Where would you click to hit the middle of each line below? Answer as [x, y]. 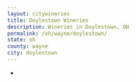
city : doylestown [32, 53]
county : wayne [28, 46]
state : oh [22, 40]
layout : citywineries [39, 14]
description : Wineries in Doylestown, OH [68, 27]
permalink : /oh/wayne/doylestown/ [58, 33]
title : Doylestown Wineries [48, 20]
